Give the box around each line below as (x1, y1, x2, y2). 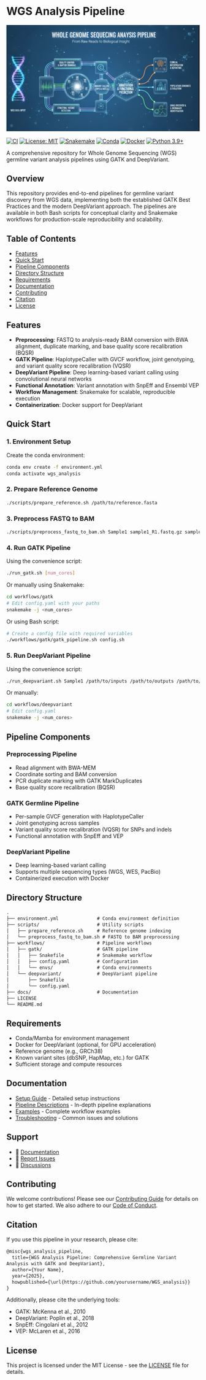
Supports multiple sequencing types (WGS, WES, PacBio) (15, 868, 161, 876)
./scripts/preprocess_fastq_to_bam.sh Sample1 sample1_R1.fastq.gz (6, 529, 183, 535)
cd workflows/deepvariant (6, 701, 72, 708)
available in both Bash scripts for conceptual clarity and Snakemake (6, 209, 178, 217)
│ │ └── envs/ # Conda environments (6, 965, 152, 971)
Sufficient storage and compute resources (15, 1060, 123, 1068)
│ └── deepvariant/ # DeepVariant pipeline (6, 971, 158, 977)
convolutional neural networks (15, 375, 92, 382)
